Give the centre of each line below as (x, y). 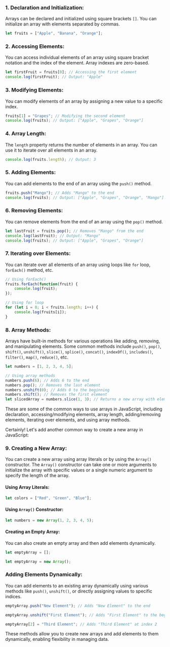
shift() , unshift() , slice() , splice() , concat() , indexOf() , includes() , (79, 352)
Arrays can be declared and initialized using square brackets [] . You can (81, 19)
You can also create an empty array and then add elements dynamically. (80, 543)
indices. (13, 596)
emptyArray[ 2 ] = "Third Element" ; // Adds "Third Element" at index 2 (81, 624)
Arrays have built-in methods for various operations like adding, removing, (83, 341)
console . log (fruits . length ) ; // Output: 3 (51, 159)
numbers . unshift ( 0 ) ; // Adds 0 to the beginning (57, 390)
